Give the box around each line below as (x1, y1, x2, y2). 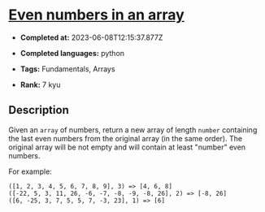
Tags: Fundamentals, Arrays (20, 63, 115, 74)
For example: (8, 167, 53, 176)
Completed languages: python (20, 48, 124, 58)
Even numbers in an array (8, 6, 185, 24)
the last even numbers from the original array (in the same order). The (8, 133, 242, 143)
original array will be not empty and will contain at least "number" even (8, 142, 246, 152)
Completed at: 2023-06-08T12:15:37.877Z (20, 32, 163, 42)
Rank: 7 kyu (20, 80, 61, 89)
